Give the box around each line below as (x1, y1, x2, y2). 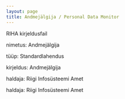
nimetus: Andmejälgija (6, 41, 60, 48)
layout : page (6, 8, 38, 15)
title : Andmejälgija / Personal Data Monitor (6, 14, 119, 20)
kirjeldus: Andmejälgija (6, 63, 61, 70)
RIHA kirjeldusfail (6, 30, 48, 37)
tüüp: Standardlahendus (6, 52, 65, 59)
